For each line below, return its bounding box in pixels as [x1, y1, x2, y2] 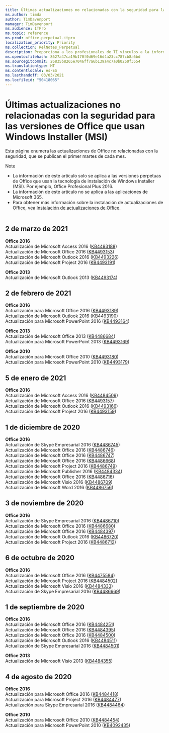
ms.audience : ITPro [5, 26, 46, 31]
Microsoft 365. [12, 194, 43, 200]
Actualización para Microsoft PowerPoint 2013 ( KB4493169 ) [5, 339, 130, 345]
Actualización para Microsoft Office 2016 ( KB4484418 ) [5, 691, 119, 697]
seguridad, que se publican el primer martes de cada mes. [5, 153, 126, 159]
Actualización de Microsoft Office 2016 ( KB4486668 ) [5, 457, 116, 464]
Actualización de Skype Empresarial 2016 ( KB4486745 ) [5, 441, 120, 447]
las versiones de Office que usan [5, 120, 145, 132]
